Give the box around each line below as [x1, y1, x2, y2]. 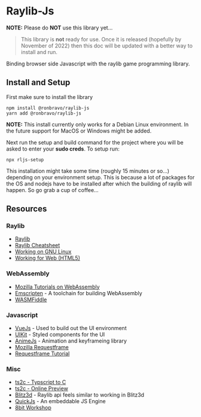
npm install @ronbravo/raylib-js [6, 105, 90, 111]
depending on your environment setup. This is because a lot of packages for [6, 173, 195, 181]
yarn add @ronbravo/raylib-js [6, 110, 82, 116]
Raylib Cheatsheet [14, 242, 60, 249]
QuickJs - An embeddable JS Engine [14, 398, 106, 405]
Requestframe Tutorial [14, 350, 70, 358]
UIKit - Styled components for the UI [14, 331, 105, 338]
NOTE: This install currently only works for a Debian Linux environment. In [6, 121, 189, 128]
